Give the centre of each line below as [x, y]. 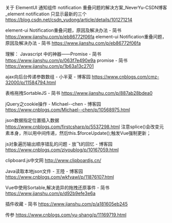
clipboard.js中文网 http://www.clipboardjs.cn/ [53, 160]
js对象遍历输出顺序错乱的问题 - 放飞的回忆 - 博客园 [59, 144]
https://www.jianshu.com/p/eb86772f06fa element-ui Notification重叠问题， [86, 37]
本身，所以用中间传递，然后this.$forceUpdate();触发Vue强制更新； [80, 133]
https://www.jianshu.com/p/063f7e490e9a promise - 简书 [66, 60]
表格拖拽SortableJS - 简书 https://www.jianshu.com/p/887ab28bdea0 [79, 93]
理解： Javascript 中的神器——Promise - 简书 [53, 54]
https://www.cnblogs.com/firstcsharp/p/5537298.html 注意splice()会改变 [82, 127]
